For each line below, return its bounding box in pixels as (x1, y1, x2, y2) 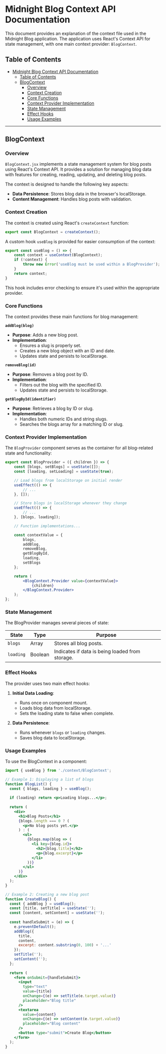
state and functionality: (5, 450, 52, 456)
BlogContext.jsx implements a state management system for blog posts (5, 161, 152, 167)
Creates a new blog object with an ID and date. (19, 348, 115, 354)
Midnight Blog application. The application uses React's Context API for (5, 36, 151, 42)
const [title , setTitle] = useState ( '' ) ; (9, 906, 96, 911)
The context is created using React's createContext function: (5, 220, 129, 226)
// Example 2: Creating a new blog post (5, 892, 90, 897)
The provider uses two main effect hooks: (5, 680, 90, 686)
